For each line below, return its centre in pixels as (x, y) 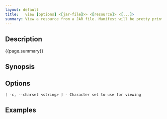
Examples (21, 110)
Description (24, 39)
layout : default (22, 10)
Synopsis (20, 67)
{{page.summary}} (24, 51)
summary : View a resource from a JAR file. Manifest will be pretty (78, 19)
